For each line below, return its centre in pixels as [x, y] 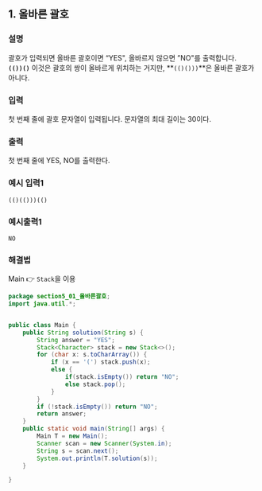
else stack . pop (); [95, 384]
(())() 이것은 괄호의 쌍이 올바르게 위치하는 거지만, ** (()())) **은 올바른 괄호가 [131, 68]
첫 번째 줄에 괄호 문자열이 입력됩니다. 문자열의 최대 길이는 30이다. [110, 119]
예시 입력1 [26, 183]
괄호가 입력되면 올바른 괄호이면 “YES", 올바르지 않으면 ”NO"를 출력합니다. [122, 57]
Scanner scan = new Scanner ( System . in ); [104, 443]
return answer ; [62, 414]
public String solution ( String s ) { [83, 333]
